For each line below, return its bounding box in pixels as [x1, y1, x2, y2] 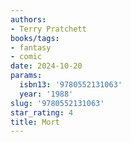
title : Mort [10, 117, 60, 127]
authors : [10, 14, 47, 25]
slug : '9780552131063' [10, 98, 105, 108]
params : [10, 71, 43, 81]
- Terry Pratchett [10, 24, 87, 34]
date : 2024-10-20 [10, 61, 83, 71]
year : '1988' [19, 89, 74, 99]
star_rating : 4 [10, 107, 74, 118]
